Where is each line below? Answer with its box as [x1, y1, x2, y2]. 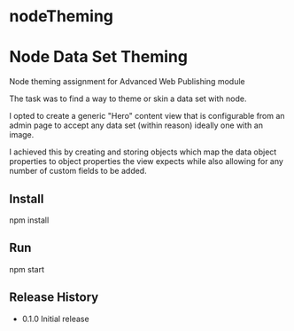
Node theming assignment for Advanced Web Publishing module [9, 76, 245, 87]
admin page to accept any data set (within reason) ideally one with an [9, 120, 264, 130]
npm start [9, 264, 45, 274]
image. [9, 130, 35, 140]
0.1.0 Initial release [21, 313, 90, 324]
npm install [9, 215, 50, 225]
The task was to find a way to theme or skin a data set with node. [9, 93, 247, 104]
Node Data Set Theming [9, 47, 189, 67]
